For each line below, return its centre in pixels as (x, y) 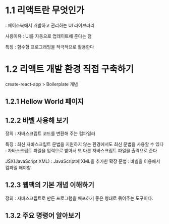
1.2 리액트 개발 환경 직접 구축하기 (70, 69)
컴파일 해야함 (18, 168)
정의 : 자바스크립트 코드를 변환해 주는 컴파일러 (50, 133)
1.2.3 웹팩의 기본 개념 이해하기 (50, 185)
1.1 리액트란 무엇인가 (45, 10)
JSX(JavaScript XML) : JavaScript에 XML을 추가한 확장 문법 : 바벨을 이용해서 (83, 161)
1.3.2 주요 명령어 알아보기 (43, 216)
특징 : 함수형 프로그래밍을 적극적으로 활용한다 (50, 47)
